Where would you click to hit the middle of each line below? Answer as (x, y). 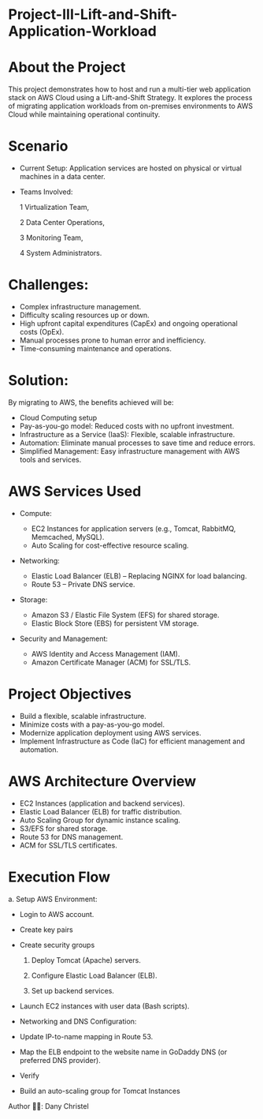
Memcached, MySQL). (68, 537)
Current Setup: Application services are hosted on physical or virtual (131, 168)
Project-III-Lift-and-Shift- (93, 15)
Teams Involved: (46, 192)
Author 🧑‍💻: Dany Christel (48, 1106)
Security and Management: (64, 638)
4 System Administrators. (61, 253)
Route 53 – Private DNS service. (83, 584)
